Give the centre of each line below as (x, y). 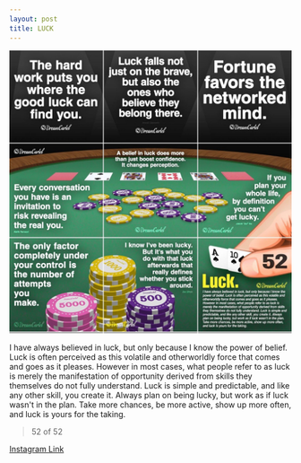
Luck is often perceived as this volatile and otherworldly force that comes (145, 357)
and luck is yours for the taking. (68, 414)
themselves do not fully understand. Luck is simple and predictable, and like (150, 385)
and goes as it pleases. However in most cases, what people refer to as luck (150, 366)
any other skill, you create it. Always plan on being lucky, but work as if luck (149, 395)
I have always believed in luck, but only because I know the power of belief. (149, 347)
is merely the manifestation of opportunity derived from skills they (131, 376)
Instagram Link (37, 449)
